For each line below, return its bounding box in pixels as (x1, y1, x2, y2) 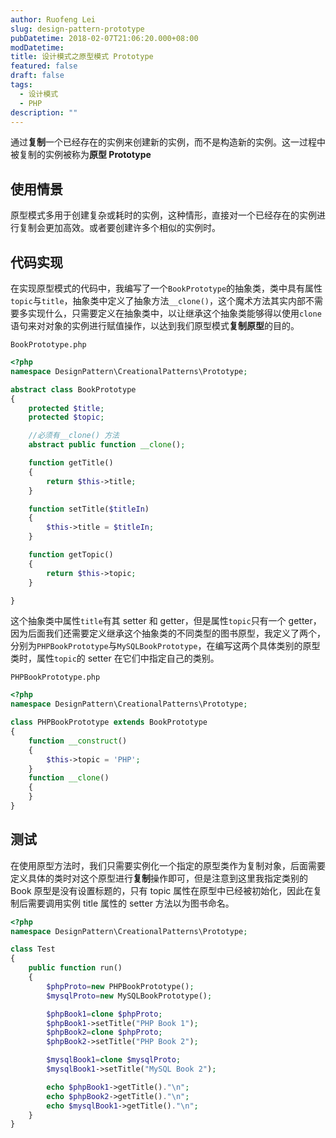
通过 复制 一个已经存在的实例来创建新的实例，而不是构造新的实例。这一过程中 (10, 136, 326, 148)
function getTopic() (28, 550, 114, 560)
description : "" (10, 107, 78, 118)
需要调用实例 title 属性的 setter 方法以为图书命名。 (27, 897, 235, 909)
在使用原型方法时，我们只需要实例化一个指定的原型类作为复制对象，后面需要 (10, 859, 326, 871)
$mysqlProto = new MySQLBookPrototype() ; (46, 991, 213, 1001)
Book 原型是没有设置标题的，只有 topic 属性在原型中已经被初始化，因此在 (10, 884, 314, 896)
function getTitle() (28, 458, 114, 468)
